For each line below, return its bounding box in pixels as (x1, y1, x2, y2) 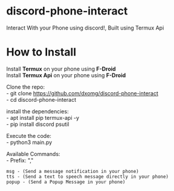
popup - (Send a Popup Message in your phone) (6, 179, 126, 185)
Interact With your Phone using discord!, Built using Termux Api (6, 24, 164, 31)
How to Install (6, 45, 77, 59)
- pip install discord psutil (6, 121, 69, 128)
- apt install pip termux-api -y (6, 114, 80, 121)
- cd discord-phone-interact (6, 96, 77, 103)
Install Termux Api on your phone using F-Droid (6, 71, 126, 79)
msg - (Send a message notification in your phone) (6, 168, 139, 174)
